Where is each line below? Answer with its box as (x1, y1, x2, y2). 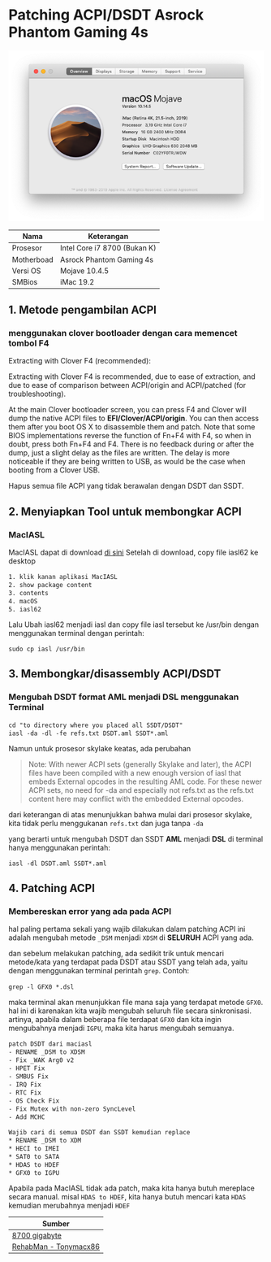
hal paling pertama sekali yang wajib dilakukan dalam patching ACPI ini (8, 925, 246, 934)
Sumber (41, 1218, 71, 1229)
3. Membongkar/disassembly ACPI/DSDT (8, 667, 222, 681)
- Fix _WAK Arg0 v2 (8, 1056, 75, 1064)
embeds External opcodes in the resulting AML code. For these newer (28, 777, 262, 786)
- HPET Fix (8, 1064, 45, 1073)
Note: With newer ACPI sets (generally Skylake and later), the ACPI (28, 759, 252, 769)
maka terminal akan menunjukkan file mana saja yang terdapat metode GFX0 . (8, 998, 264, 1007)
